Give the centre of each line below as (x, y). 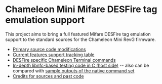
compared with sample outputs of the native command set (73, 71)
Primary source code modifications (49, 49)
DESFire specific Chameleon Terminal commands (64, 60)
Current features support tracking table (53, 55)
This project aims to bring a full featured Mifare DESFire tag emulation (78, 34)
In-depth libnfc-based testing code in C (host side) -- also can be (81, 65)
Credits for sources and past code (48, 76)
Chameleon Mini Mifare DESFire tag (81, 9)
